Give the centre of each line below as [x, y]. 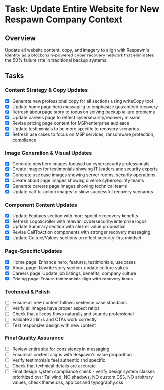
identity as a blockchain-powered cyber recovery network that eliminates [80, 55]
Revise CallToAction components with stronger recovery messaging [81, 232]
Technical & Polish [28, 292]
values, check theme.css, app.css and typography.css [68, 382]
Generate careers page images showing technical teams [70, 186]
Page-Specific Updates [34, 251]
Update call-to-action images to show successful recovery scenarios [82, 191]
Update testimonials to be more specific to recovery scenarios [76, 129]
